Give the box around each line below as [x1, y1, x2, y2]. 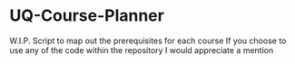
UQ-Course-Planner [9, 5, 165, 26]
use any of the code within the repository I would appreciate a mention [9, 44, 274, 55]
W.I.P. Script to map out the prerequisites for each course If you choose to [9, 35, 287, 46]
